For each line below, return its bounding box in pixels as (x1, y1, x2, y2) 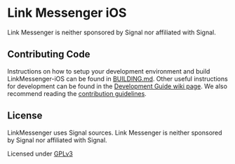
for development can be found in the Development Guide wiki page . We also (7, 82, 228, 90)
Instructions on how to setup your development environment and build (7, 67, 210, 75)
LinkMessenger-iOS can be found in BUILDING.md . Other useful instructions (7, 74, 228, 83)
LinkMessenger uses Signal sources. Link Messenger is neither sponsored (7, 128, 222, 137)
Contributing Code (7, 48, 90, 60)
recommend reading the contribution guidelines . (7, 89, 147, 97)
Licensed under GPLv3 (7, 149, 74, 158)
